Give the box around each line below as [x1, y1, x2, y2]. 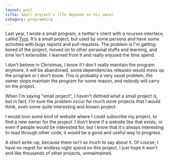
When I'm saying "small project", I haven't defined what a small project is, [5, 93, 158, 99]
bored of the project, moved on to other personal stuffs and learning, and [5, 46, 157, 53]
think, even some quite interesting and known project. [5, 104, 117, 110]
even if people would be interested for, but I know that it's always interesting [5, 124, 164, 130]
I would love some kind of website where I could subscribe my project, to [5, 114, 157, 120]
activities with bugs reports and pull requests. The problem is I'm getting [5, 41, 156, 47]
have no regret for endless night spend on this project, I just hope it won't [5, 145, 158, 151]
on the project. [5, 83, 36, 89]
